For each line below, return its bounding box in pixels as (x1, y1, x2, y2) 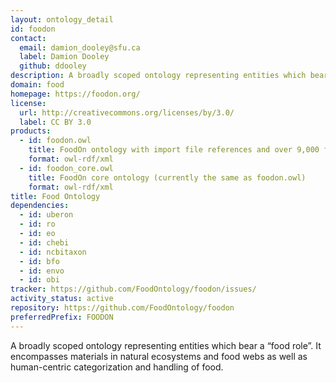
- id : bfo (19, 256, 60, 266)
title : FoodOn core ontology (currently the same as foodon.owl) (28, 172, 307, 183)
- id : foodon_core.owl (19, 163, 114, 173)
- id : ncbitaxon (19, 247, 87, 257)
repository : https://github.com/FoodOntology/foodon (10, 303, 235, 313)
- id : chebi (19, 237, 70, 248)
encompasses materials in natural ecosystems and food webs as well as (10, 350, 308, 362)
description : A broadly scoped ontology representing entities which (10, 71, 307, 81)
